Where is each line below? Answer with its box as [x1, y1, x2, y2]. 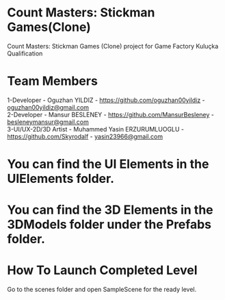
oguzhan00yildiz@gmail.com [7, 103, 90, 111]
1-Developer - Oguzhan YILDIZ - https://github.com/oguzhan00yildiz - [7, 96, 205, 104]
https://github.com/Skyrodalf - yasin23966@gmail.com [7, 132, 163, 140]
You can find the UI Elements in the [7, 156, 209, 172]
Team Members [7, 73, 98, 89]
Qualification [7, 49, 43, 58]
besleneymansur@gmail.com [7, 118, 89, 126]
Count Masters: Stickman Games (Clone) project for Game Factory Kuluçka [7, 42, 219, 50]
